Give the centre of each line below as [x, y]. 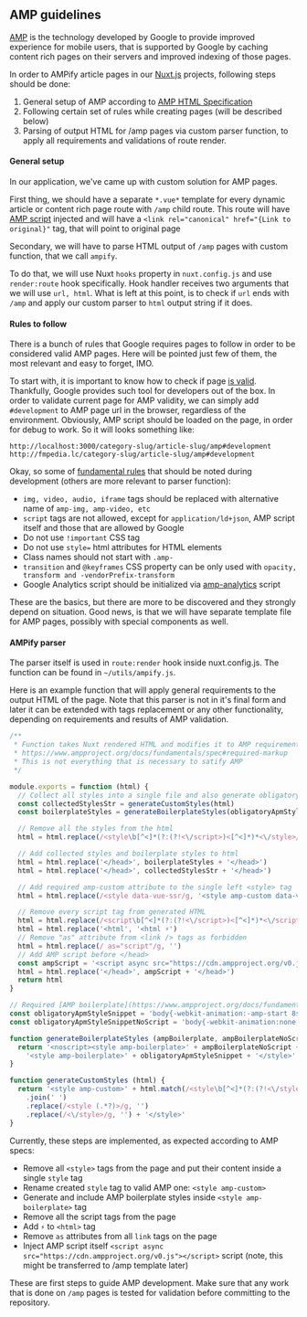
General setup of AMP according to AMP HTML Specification [138, 101]
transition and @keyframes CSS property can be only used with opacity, [159, 567]
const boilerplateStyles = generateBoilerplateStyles [122, 813]
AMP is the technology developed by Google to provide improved [132, 37]
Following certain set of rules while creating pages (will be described [153, 111]
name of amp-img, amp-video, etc [86, 509]
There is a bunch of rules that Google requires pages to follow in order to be [153, 344]
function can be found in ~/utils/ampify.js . [93, 673]
